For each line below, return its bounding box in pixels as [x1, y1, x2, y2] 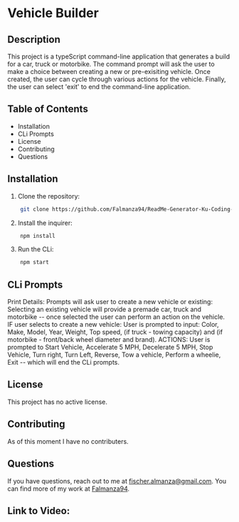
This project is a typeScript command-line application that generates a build [7, 52, 230, 61]
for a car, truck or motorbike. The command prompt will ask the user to [7, 60, 215, 68]
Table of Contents [7, 103, 89, 115]
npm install [20, 232, 55, 239]
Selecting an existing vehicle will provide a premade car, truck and [7, 305, 201, 314]
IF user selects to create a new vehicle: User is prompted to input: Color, [7, 320, 219, 329]
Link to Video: [7, 504, 70, 517]
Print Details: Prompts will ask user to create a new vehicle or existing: [7, 298, 213, 306]
